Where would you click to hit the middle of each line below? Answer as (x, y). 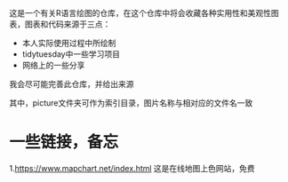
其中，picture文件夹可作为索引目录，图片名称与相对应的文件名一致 (131, 103)
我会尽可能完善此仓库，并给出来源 (72, 84)
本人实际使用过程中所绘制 (69, 43)
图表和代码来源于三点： (68, 24)
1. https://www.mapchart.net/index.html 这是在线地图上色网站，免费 (132, 168)
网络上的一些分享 (53, 65)
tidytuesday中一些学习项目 (71, 54)
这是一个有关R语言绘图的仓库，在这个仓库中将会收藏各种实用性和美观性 (140, 13)
